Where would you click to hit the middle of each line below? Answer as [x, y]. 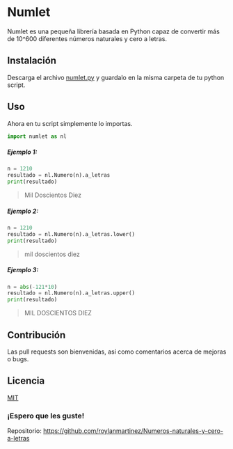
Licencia [26, 381]
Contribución [37, 335]
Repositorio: [24, 431]
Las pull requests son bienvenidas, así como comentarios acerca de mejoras [117, 352]
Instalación [32, 61]
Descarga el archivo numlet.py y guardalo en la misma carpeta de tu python [116, 77]
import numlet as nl [37, 136]
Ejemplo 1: [22, 152]
